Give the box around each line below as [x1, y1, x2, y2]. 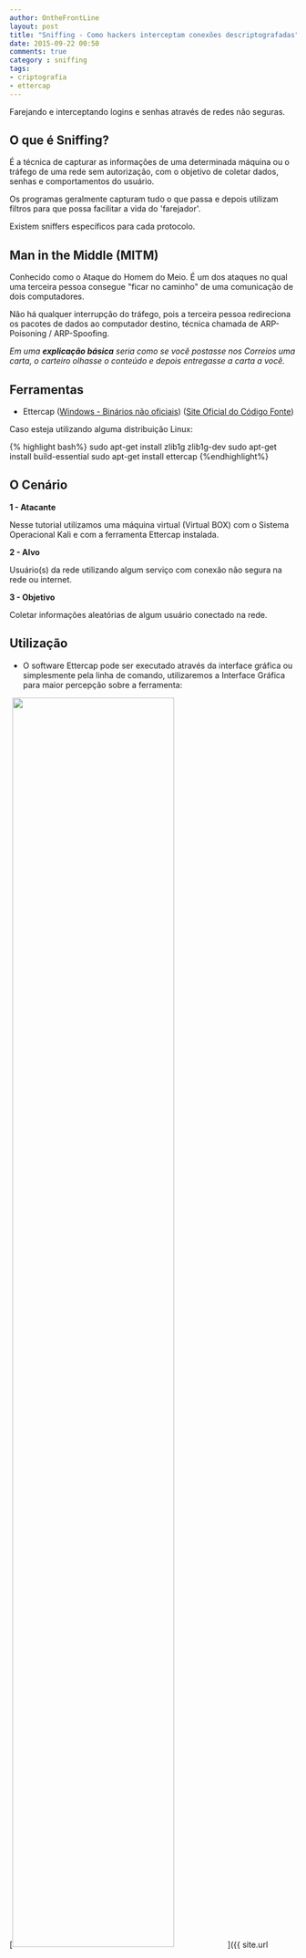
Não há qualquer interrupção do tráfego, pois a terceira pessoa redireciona [9, 309, 291, 320]
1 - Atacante [9, 501, 56, 512]
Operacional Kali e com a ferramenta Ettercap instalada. [9, 529, 219, 540]
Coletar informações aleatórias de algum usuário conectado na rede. [9, 609, 268, 620]
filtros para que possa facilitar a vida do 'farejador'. [9, 203, 201, 214]
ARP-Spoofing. [53, 328, 110, 339]
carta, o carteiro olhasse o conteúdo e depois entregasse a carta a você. [9, 356, 285, 366]
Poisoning [9, 328, 47, 339]
